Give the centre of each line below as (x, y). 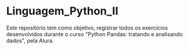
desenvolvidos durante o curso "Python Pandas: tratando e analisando (95, 34)
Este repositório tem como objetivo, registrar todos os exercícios (87, 28)
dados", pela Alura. (30, 40)
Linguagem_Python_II (62, 11)
